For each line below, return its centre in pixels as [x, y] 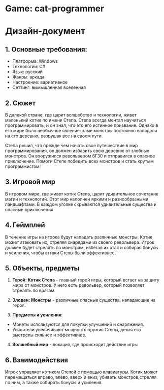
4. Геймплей [25, 225]
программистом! [23, 166]
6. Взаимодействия [36, 360]
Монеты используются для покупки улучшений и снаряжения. [78, 324]
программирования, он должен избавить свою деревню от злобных [77, 151]
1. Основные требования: [46, 49]
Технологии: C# [29, 67]
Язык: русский [27, 72]
